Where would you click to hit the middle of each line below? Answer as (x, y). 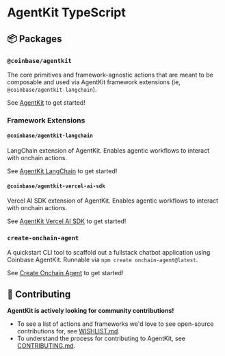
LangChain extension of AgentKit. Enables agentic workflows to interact (108, 151)
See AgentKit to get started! (46, 102)
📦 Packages (35, 39)
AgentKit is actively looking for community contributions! (91, 311)
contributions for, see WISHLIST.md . (68, 331)
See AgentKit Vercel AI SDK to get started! (67, 221)
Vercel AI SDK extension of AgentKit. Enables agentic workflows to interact (113, 201)
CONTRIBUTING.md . (46, 346)
